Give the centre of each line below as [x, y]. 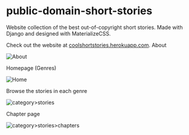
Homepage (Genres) [31, 68]
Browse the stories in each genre [47, 91]
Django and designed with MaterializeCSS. [59, 33]
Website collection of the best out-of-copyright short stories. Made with [94, 27]
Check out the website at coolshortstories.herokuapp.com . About [86, 45]
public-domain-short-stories [79, 11]
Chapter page [23, 114]
